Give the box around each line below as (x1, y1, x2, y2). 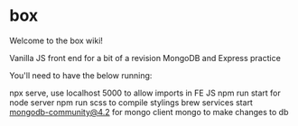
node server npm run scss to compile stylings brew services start (9, 96, 253, 108)
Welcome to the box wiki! (9, 35, 104, 46)
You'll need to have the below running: (9, 69, 153, 81)
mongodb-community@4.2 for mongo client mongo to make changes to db (9, 106, 289, 117)
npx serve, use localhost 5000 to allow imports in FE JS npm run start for (9, 87, 282, 98)
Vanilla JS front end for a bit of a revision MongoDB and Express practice (9, 52, 282, 63)
